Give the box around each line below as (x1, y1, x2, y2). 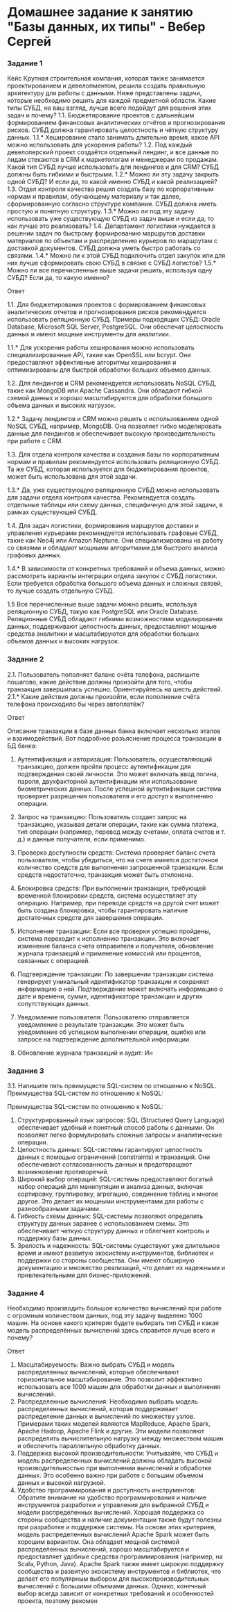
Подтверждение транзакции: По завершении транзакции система (17, 970, 213, 978)
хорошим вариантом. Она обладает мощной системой (17, 1538, 180, 1546)
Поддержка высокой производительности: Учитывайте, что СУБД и (17, 1449, 219, 1458)
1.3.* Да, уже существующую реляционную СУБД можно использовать (7, 486, 220, 494)
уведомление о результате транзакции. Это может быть (17, 1020, 185, 1028)
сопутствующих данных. (17, 999, 91, 1007)
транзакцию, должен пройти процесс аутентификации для (17, 762, 192, 771)
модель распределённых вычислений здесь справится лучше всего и (7, 1326, 215, 1335)
